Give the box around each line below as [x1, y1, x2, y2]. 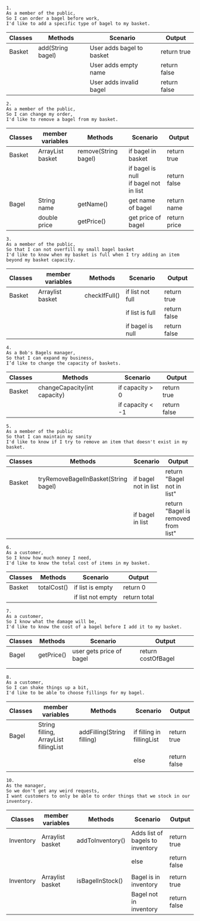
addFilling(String [79, 728, 126, 736]
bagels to [131, 836, 158, 845]
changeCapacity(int [37, 384, 94, 391]
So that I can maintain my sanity [6, 434, 92, 440]
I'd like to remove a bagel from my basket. [6, 116, 118, 122]
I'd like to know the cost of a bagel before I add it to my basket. [6, 624, 183, 630]
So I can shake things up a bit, [6, 685, 89, 691]
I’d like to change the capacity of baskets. [6, 360, 121, 366]
